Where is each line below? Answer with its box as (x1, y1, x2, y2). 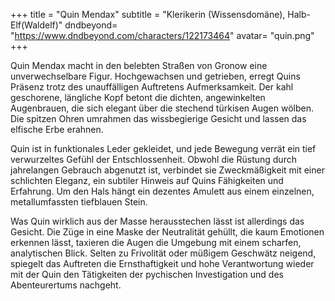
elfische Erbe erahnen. (10, 124, 104, 135)
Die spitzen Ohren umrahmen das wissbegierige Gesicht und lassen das (10, 113, 307, 124)
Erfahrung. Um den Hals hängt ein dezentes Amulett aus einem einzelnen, (10, 185, 315, 197)
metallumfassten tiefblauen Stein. (10, 196, 148, 208)
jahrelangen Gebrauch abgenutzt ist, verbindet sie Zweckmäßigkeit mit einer (10, 164, 325, 176)
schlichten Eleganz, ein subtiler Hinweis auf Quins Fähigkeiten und (10, 175, 284, 186)
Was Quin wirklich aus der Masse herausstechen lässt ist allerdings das (10, 215, 305, 227)
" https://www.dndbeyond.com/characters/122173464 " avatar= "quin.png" (10, 30, 315, 41)
